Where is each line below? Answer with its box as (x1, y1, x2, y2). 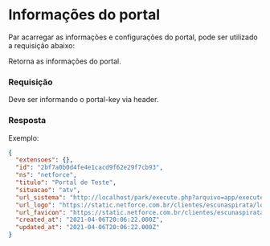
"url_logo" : (15, 201, 56, 209)
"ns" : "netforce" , (15, 171, 78, 179)
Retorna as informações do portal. (8, 56, 122, 66)
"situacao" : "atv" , (15, 186, 81, 194)
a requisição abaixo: (8, 40, 75, 50)
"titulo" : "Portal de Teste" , (15, 178, 117, 187)
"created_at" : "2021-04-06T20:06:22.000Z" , (15, 215, 163, 224)
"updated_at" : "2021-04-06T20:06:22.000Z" (15, 223, 160, 232)
